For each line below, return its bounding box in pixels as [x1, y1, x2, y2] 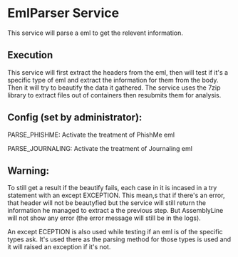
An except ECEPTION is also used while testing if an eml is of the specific [7, 228, 223, 236]
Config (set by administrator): [7, 112, 143, 124]
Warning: [7, 164, 50, 177]
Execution [7, 49, 53, 61]
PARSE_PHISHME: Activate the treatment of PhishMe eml [7, 130, 175, 139]
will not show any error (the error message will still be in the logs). [7, 214, 201, 222]
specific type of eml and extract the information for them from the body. [7, 75, 219, 84]
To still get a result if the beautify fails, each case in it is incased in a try [7, 184, 217, 192]
